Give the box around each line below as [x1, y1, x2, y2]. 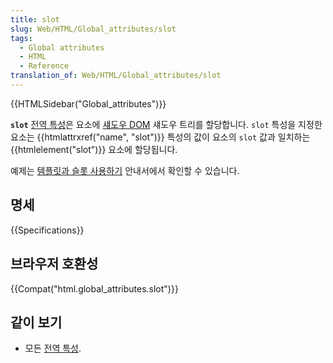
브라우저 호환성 [10, 256, 99, 273]
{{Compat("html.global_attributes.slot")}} [10, 282, 179, 295]
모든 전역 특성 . [24, 342, 82, 355]
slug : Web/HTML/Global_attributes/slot [10, 24, 177, 34]
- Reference [19, 61, 70, 71]
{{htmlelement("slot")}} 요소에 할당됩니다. [10, 143, 178, 155]
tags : [10, 33, 33, 43]
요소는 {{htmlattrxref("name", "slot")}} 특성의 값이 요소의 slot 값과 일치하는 [10, 131, 311, 143]
